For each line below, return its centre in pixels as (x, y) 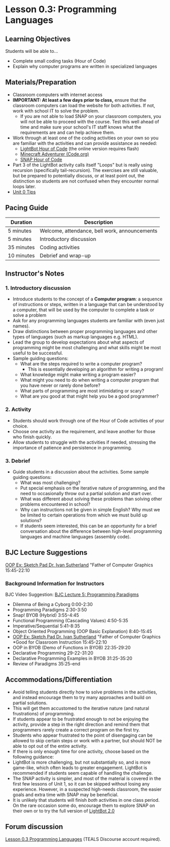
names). (21, 326)
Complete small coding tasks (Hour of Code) (59, 61)
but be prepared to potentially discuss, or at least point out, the (78, 175)
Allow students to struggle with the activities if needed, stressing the (84, 442)
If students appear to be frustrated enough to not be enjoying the (81, 719)
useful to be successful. (38, 353)
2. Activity (18, 409)
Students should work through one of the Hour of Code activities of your (88, 420)
